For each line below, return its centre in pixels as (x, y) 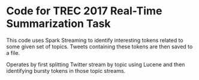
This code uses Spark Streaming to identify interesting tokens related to (95, 40)
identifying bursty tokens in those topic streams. (66, 70)
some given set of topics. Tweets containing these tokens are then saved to (99, 47)
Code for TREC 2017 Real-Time (84, 11)
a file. (13, 53)
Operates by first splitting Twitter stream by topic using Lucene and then (96, 64)
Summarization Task (58, 24)
